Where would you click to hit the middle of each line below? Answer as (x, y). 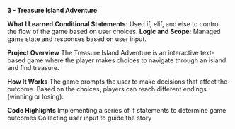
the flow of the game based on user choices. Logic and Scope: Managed (114, 32)
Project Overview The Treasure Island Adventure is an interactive (103, 53)
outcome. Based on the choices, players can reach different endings (107, 89)
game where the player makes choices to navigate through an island (127, 60)
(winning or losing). (35, 96)
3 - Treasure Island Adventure (52, 10)
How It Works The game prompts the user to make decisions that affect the (117, 82)
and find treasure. (33, 68)
